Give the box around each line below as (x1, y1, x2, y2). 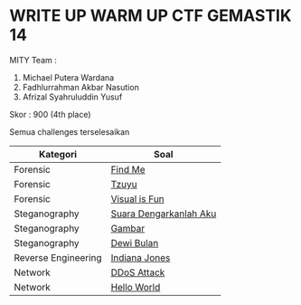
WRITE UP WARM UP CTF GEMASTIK (9, 5, 292, 26)
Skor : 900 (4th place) (9, 109, 92, 119)
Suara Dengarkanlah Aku (110, 207, 217, 220)
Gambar (110, 222, 146, 234)
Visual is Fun (110, 192, 165, 205)
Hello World (110, 281, 161, 293)
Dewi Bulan (110, 236, 159, 249)
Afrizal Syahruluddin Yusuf (22, 91, 123, 102)
